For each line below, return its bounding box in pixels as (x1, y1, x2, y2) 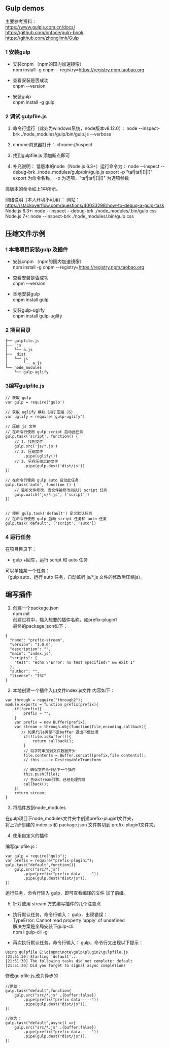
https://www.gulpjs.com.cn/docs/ (5, 24, 75, 30)
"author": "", (10, 668, 40, 674)
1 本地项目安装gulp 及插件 (5, 246, 69, 253)
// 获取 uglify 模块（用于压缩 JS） (5, 410, 75, 415)
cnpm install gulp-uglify (12, 313, 62, 319)
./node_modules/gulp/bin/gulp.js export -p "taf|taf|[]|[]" (36, 169, 153, 175)
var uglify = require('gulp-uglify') (5, 414, 85, 419)
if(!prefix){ (14, 706, 42, 711)
